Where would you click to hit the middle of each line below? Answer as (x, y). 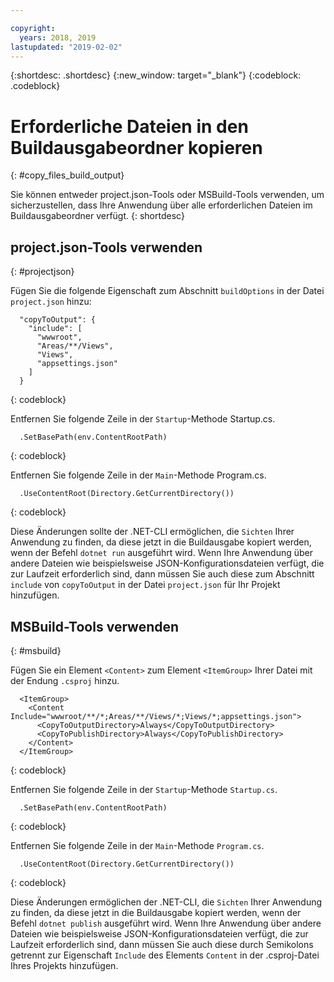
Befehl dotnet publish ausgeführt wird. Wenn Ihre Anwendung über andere (166, 923)
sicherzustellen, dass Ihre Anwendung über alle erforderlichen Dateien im (161, 205)
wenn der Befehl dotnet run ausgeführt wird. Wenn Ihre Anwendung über (162, 553)
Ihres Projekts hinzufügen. (64, 965)
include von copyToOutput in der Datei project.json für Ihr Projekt (145, 585)
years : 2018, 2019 (58, 37)
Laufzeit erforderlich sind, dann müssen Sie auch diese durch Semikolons (162, 944)
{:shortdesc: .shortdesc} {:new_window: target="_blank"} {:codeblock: (156, 75)
